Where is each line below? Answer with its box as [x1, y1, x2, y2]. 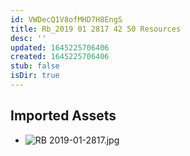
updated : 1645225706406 [10, 42, 110, 53]
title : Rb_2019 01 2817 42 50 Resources [10, 24, 182, 34]
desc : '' [10, 33, 47, 43]
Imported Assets [10, 107, 117, 125]
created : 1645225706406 [10, 52, 110, 62]
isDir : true [10, 71, 60, 81]
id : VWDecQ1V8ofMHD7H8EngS [10, 14, 123, 25]
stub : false [10, 61, 60, 71]
